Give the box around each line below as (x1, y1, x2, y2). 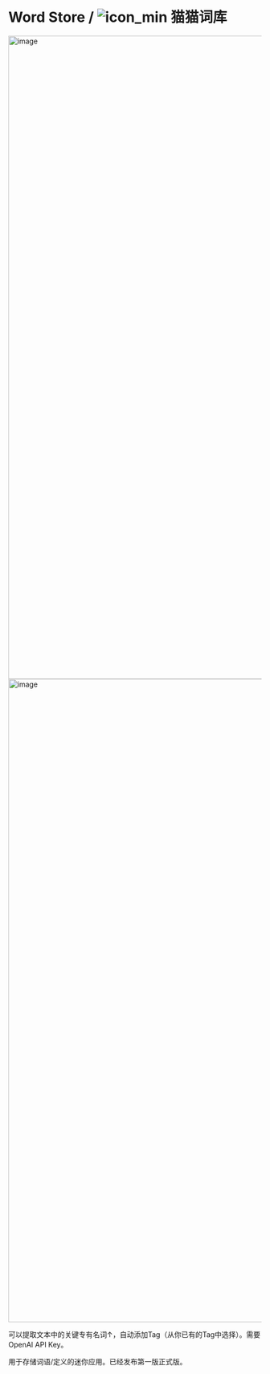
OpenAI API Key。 (8, 1339, 68, 1349)
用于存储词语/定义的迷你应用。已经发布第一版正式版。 (8, 1356, 187, 1366)
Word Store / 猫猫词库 (8, 8, 227, 27)
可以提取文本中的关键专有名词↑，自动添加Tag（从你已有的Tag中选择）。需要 (8, 1329, 261, 1339)
